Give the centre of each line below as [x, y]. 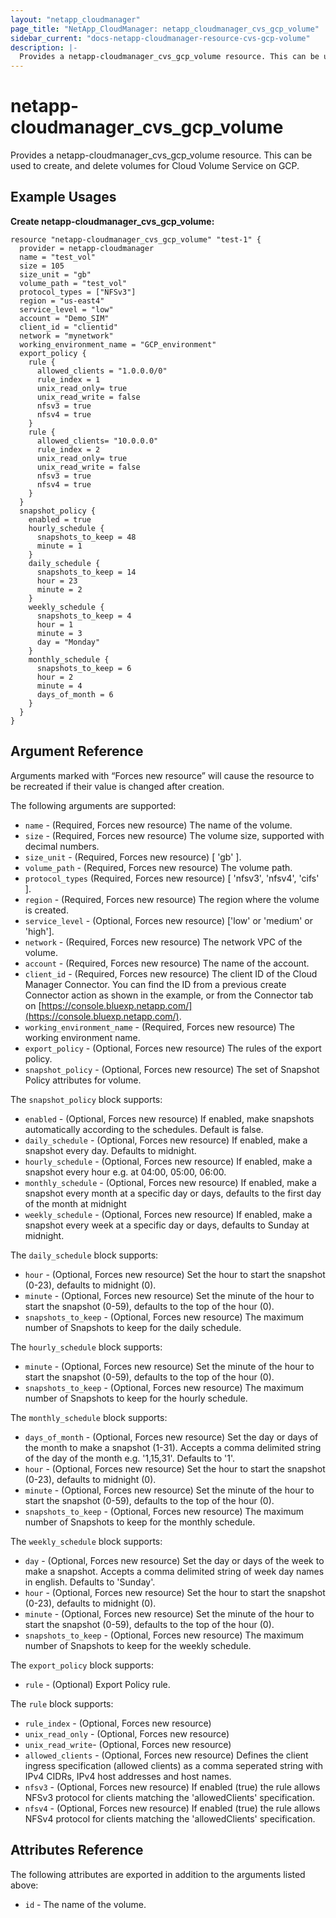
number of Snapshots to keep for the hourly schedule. [136, 1398]
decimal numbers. [62, 846]
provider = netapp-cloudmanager [87, 248]
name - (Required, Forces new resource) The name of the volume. [158, 825]
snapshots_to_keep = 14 [86, 572]
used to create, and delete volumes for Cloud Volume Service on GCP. [155, 166]
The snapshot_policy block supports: [86, 1099]
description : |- [44, 47]
